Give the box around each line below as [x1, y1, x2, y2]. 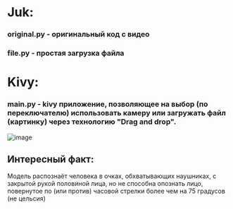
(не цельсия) [7, 194, 46, 203]
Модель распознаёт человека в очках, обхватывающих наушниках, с [7, 172, 217, 180]
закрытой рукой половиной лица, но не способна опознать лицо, [7, 179, 203, 188]
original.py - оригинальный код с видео [7, 30, 150, 39]
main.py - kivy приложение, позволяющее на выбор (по [7, 99, 208, 109]
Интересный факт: [7, 153, 94, 165]
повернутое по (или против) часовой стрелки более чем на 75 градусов [7, 187, 225, 196]
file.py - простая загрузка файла [7, 49, 125, 58]
